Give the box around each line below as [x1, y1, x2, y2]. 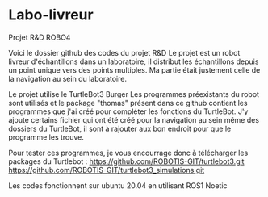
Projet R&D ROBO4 [8, 32, 71, 42]
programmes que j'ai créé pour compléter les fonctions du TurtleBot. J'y [8, 107, 249, 116]
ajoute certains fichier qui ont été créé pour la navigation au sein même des [8, 115, 260, 124]
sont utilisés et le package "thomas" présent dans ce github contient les [8, 98, 248, 107]
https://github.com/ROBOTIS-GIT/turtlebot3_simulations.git [8, 165, 205, 174]
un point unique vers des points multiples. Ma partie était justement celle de [8, 65, 261, 74]
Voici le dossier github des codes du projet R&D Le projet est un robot [8, 48, 241, 57]
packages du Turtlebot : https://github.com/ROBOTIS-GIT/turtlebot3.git [8, 156, 245, 166]
